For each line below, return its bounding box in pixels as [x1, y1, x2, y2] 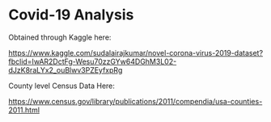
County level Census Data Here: [8, 81, 116, 90]
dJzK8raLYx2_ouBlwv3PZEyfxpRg [8, 65, 123, 74]
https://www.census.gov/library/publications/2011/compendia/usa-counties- [8, 96, 263, 106]
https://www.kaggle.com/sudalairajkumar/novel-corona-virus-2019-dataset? [8, 48, 264, 57]
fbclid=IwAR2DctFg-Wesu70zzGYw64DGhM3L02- [8, 57, 177, 66]
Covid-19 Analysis [8, 6, 134, 24]
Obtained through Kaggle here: [8, 32, 112, 42]
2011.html [8, 105, 40, 115]
